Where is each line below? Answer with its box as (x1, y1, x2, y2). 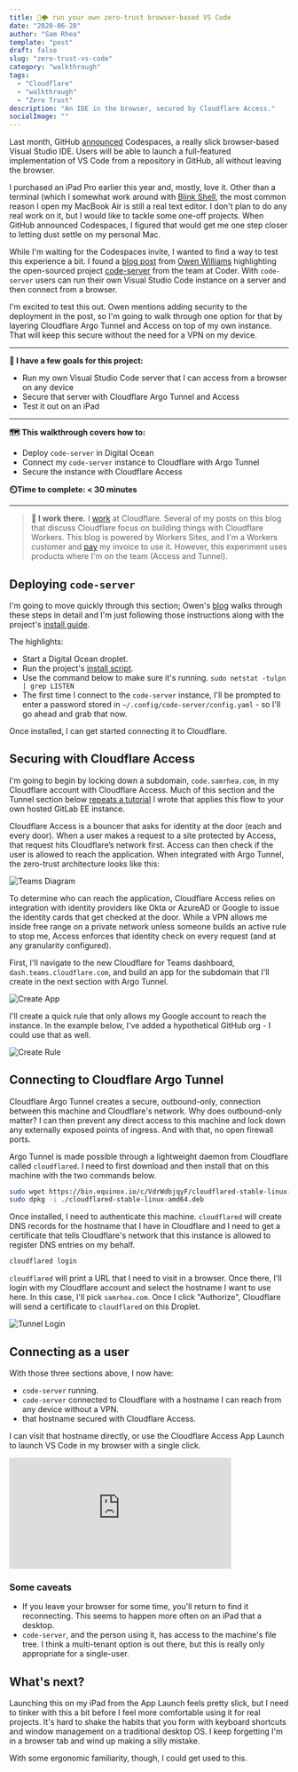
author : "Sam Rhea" (9, 29, 82, 38)
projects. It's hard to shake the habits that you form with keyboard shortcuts (9, 1717, 286, 1728)
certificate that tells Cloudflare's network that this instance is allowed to (9, 1230, 271, 1241)
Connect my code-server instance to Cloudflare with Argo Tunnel (21, 457, 260, 467)
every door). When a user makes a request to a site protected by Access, (9, 830, 277, 841)
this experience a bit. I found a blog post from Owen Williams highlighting (9, 256, 277, 267)
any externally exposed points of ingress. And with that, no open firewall (9, 1124, 273, 1135)
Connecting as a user (9, 1344, 130, 1360)
